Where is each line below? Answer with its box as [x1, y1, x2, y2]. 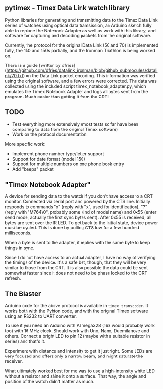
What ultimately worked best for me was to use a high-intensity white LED [5, 368, 155, 374]
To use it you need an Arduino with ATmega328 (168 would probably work [5, 323, 155, 329]
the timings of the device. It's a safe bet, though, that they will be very [5, 259, 146, 265]
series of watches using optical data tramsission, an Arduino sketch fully [5, 22, 152, 28]
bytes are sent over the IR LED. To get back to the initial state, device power [5, 220, 158, 226]
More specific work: [5, 141, 46, 147]
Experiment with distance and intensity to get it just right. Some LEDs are [5, 348, 153, 354]
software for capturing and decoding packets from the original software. [5, 32, 151, 38]
